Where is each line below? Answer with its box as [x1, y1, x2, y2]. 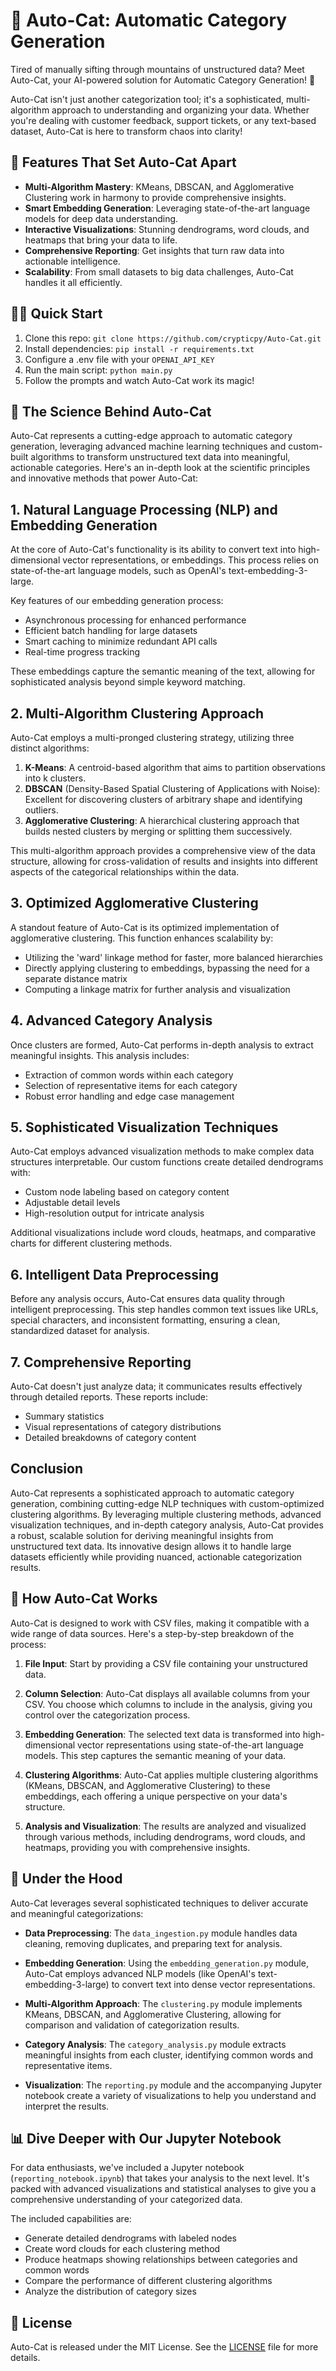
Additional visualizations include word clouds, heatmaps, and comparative [10, 1227, 317, 1239]
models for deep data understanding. [24, 212, 179, 224]
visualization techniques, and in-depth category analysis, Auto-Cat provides [10, 1519, 324, 1531]
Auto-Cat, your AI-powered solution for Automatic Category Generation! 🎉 [10, 74, 316, 86]
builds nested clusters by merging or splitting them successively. [24, 825, 293, 837]
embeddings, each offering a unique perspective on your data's [24, 1790, 288, 1802]
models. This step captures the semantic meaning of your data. [24, 1749, 287, 1761]
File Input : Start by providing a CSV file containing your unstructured [24, 1657, 308, 1669]
